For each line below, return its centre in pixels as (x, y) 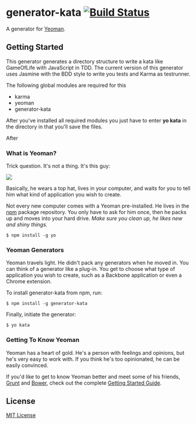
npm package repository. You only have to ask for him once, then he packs (96, 212)
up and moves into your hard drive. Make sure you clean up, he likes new (94, 218)
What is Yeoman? (31, 153)
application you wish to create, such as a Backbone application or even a (94, 275)
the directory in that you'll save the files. (54, 127)
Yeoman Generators (35, 250)
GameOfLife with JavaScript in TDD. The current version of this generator (94, 67)
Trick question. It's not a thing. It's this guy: (58, 166)
